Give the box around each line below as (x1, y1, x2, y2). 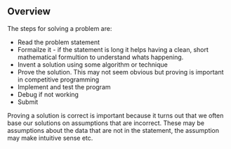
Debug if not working (17, 90, 79, 98)
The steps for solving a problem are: (7, 24, 112, 32)
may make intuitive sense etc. (7, 134, 93, 142)
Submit (17, 98, 39, 106)
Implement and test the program (17, 82, 111, 91)
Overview (7, 6, 51, 18)
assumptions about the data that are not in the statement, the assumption (7, 126, 220, 134)
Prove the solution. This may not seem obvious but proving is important (17, 67, 224, 76)
